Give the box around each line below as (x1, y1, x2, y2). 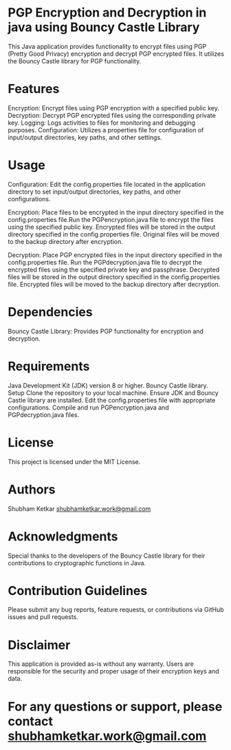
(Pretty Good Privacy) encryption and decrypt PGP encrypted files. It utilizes (8, 50, 224, 58)
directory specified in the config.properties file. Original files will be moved (8, 230, 219, 239)
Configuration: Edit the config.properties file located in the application (8, 180, 206, 188)
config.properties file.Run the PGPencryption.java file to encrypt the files (8, 215, 214, 223)
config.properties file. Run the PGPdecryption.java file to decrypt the (8, 258, 202, 266)
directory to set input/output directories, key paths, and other (8, 187, 181, 196)
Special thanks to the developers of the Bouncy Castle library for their (8, 551, 206, 560)
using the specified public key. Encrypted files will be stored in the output (8, 223, 216, 231)
